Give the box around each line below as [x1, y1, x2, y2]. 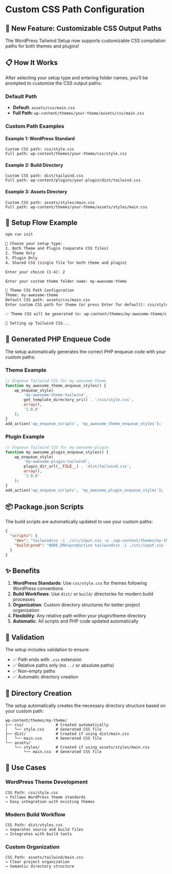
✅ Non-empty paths [12, 668, 55, 674]
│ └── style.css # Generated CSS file [5, 727, 102, 732]
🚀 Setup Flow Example [5, 219, 78, 227]
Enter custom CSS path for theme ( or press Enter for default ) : [5, 302, 145, 308]
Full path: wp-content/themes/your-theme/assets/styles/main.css [5, 204, 147, 209]
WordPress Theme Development [5, 778, 88, 785]
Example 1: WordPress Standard [5, 135, 75, 141]
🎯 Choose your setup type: [5, 241, 63, 246]
